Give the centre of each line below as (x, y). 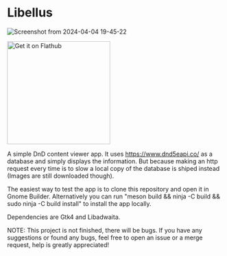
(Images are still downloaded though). (61, 176)
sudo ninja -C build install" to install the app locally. (80, 203)
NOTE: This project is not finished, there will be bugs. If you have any (105, 230)
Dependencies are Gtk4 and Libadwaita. (64, 217)
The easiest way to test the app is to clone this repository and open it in (108, 189)
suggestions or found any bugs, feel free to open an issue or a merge (105, 237)
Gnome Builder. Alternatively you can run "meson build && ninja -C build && (114, 196)
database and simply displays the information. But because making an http (112, 161)
